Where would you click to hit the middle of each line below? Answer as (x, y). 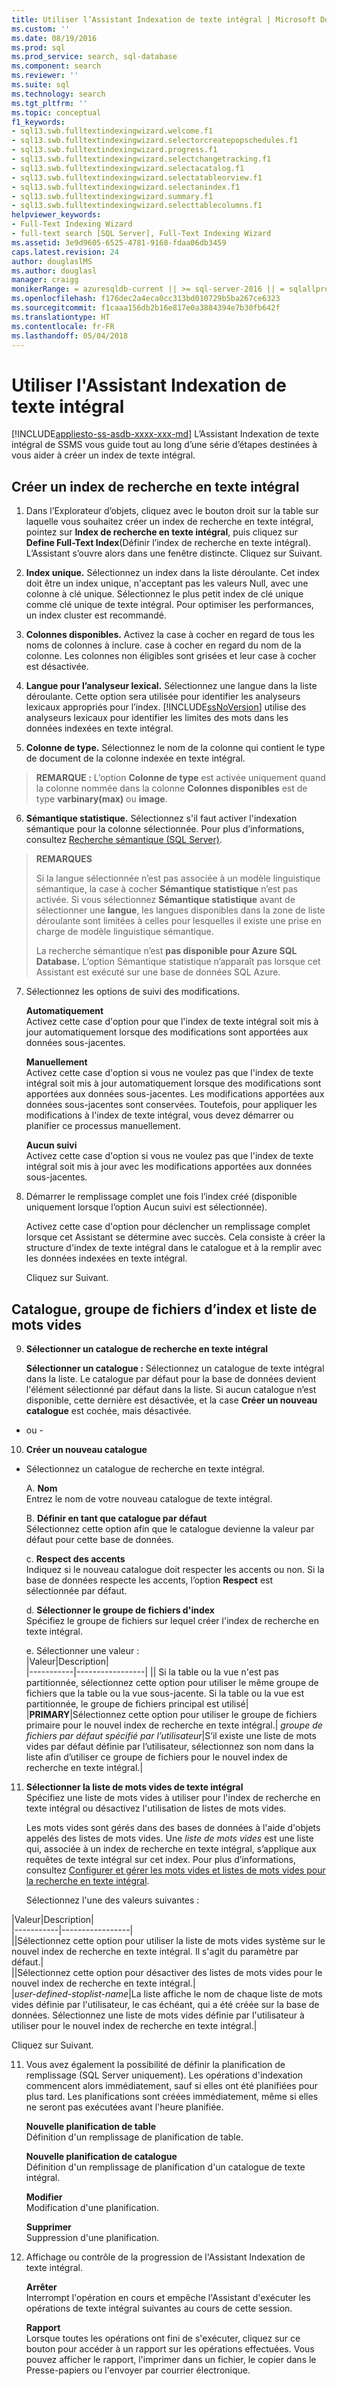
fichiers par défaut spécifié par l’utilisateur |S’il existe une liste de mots (171, 1735)
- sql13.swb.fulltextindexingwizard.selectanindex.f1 (126, 187)
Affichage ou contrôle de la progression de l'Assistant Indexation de (165, 2257)
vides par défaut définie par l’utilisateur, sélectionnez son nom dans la (169, 1746)
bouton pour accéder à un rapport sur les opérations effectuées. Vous (170, 2348)
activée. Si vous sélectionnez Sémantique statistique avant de (165, 900)
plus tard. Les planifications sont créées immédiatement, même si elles (172, 2096)
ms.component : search (56, 66)
